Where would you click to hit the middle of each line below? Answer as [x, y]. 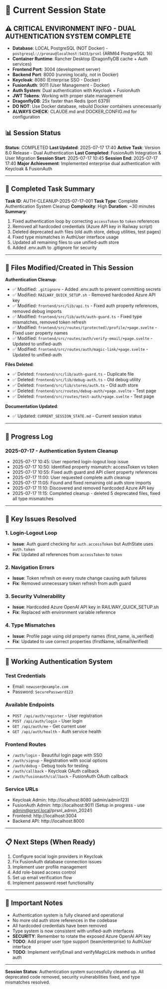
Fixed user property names [40, 333]
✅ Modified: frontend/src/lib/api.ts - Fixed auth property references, [85, 306]
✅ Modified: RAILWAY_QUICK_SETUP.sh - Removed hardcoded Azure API [84, 295]
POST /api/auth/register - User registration [57, 716]
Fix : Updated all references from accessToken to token [67, 554]
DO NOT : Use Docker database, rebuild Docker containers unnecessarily [87, 106]
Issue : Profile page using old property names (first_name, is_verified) [83, 636]
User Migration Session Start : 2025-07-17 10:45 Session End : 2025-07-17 [82, 158]
